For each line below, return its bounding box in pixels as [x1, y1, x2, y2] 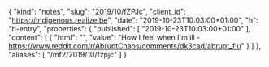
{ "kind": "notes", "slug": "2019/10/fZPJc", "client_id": [8, 7, 187, 16]
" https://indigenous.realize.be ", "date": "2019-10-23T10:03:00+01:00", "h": [8, 15, 258, 25]
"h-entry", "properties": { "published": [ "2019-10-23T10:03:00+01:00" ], [8, 24, 251, 33]
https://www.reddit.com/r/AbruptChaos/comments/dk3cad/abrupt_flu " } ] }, [8, 41, 262, 51]
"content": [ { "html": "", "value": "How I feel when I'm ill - [8, 32, 201, 42]
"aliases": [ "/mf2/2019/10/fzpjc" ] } [8, 50, 128, 59]
